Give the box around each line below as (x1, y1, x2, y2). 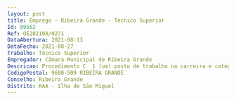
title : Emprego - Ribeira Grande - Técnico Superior (7, 17, 165, 24)
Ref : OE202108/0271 (7, 30, 65, 37)
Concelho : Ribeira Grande (7, 75, 83, 83)
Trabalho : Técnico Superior (7, 50, 90, 57)
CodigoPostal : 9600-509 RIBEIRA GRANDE (7, 69, 124, 76)
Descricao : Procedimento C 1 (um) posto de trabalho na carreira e (7, 63, 212, 70)
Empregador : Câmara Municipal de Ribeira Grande (7, 56, 152, 63)
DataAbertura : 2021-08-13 (7, 37, 83, 44)
